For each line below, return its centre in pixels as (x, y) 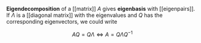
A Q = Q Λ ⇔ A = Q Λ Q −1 (102, 34)
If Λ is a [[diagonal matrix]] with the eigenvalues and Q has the (85, 15)
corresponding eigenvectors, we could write (62, 21)
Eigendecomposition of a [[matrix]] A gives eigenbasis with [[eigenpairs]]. (101, 9)
